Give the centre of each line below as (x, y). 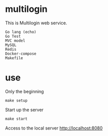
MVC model (15, 41)
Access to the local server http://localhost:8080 (54, 128)
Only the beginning (25, 91)
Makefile (14, 58)
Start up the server (24, 110)
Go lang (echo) (21, 32)
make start (16, 119)
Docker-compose (21, 54)
